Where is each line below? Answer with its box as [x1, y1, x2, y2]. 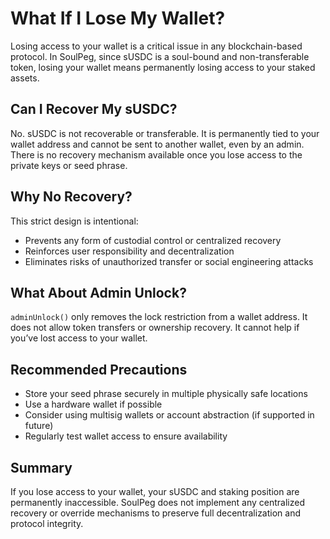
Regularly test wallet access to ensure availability [24, 430, 228, 442]
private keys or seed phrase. [10, 159, 128, 171]
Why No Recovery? [10, 188, 133, 206]
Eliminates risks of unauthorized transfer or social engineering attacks [24, 255, 314, 267]
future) [24, 420, 54, 432]
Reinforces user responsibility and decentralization [24, 245, 235, 257]
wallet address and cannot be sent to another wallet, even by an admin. [10, 138, 305, 150]
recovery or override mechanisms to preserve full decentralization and [10, 507, 302, 519]
